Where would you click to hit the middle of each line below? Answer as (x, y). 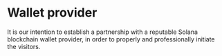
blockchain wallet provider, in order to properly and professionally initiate (111, 39)
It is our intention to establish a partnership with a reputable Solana (103, 32)
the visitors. (24, 46)
